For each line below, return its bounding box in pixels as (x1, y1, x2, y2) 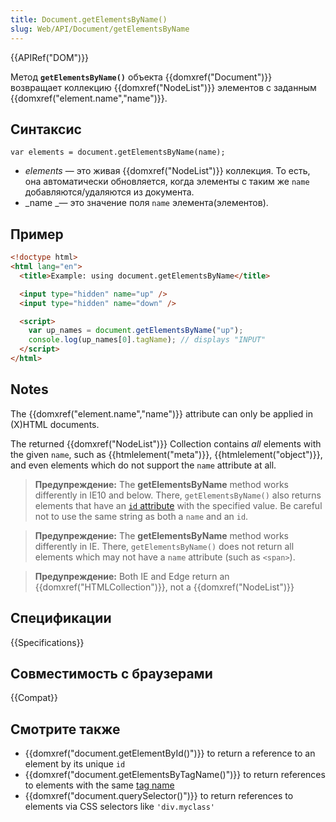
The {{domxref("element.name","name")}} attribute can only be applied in (10, 407, 314, 420)
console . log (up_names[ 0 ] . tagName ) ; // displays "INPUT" (28, 335, 267, 345)
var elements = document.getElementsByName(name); (10, 147, 226, 158)
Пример (10, 226, 64, 243)
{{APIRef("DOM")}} (10, 51, 90, 63)
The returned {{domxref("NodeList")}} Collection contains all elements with (10, 437, 322, 450)
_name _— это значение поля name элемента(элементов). (24, 197, 269, 209)
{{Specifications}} (10, 636, 85, 648)
